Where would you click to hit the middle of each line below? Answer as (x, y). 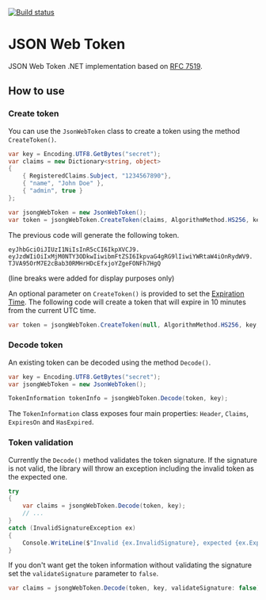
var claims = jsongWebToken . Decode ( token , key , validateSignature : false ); (136, 588)
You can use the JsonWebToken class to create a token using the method (124, 131)
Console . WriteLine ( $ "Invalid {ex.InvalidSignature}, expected (127, 543)
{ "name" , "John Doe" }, (63, 183)
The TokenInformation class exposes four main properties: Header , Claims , (129, 414)
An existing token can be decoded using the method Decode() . (110, 362)
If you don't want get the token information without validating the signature (130, 565)
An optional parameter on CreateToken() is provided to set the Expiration (126, 293)
